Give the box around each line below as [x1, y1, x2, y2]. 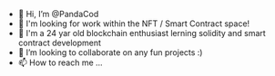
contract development [17, 37, 102, 48]
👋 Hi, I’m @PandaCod [17, 9, 99, 19]
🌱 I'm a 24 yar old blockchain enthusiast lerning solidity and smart [17, 28, 266, 38]
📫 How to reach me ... [17, 57, 103, 68]
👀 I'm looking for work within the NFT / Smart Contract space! [17, 18, 250, 29]
